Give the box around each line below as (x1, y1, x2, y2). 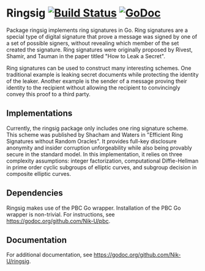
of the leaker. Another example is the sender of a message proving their (6, 77, 188, 85)
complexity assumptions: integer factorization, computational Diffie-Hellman (6, 157, 199, 164)
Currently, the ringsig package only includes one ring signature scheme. (6, 124, 188, 132)
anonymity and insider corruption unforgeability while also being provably (6, 144, 193, 151)
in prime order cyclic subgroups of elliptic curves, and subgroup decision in (6, 163, 197, 171)
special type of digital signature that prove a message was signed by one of (6, 32, 198, 40)
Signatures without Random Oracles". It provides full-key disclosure (6, 137, 177, 145)
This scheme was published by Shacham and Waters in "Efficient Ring (6, 131, 184, 138)
